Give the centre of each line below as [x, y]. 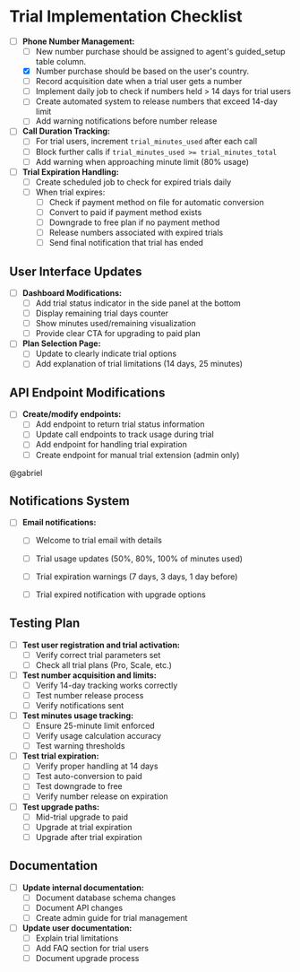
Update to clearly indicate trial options [106, 354]
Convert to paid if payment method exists [125, 212]
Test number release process [90, 695]
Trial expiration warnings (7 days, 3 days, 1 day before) [137, 577]
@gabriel [26, 473]
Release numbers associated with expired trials [136, 232]
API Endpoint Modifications [87, 392]
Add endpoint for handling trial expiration [111, 445]
